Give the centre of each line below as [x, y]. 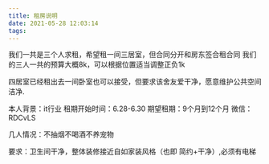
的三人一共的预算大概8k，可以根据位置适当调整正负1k [97, 64]
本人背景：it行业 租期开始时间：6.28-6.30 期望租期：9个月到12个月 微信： [130, 109]
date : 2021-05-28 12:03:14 [53, 23]
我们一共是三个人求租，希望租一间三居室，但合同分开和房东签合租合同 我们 [132, 55]
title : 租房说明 [33, 16]
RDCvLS [22, 118]
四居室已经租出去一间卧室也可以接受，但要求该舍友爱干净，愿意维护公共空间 [135, 82]
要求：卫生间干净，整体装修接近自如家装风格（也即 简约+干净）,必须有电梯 [132, 152]
